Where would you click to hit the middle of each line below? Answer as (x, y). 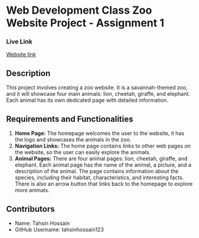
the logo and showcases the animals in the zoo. (73, 140)
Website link (21, 55)
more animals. (32, 190)
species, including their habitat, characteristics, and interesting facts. (99, 178)
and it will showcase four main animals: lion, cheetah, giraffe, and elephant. (98, 94)
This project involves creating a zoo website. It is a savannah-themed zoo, (97, 87)
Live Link (19, 42)
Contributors (31, 209)
